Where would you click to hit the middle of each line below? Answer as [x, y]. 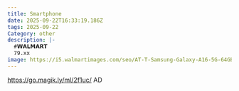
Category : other [31, 34]
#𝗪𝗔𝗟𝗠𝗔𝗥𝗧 [31, 47]
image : [17, 60]
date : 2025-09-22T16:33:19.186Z [55, 20]
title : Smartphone [34, 14]
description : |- [31, 40]
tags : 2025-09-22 [33, 27]
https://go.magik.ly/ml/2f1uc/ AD [55, 80]
